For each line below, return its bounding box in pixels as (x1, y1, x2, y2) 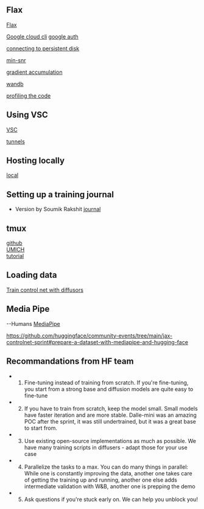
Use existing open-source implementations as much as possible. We (24, 437, 197, 444)
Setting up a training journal (6, 189, 114, 200)
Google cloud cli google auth (6, 33, 79, 40)
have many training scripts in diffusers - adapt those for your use (24, 444, 188, 451)
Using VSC (6, 110, 49, 120)
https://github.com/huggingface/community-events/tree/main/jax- (6, 332, 173, 339)
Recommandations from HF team (6, 356, 134, 367)
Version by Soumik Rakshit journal (15, 206, 101, 213)
